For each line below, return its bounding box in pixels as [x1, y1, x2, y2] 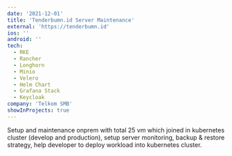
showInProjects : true [7, 107, 70, 114]
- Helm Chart [13, 81, 51, 88]
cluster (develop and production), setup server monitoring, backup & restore [7, 133, 225, 141]
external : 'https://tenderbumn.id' [7, 23, 110, 30]
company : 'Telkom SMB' [7, 101, 73, 107]
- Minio [13, 68, 36, 75]
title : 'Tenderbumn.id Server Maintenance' [7, 17, 135, 24]
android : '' [7, 36, 42, 43]
